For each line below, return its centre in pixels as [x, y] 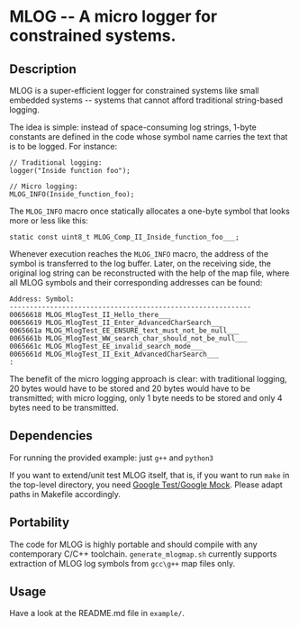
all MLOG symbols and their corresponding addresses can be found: [136, 282]
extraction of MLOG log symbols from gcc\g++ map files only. [122, 563]
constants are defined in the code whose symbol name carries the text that [149, 136]
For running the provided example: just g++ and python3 [112, 458]
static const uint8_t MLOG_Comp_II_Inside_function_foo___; [125, 237]
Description [43, 69]
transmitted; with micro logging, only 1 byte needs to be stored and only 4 [146, 398]
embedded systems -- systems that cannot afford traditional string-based [146, 100]
